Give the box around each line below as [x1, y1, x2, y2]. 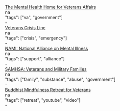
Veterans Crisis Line [5, 25, 46, 31]
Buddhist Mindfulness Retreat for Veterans [5, 87, 91, 92]
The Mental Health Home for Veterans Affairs [5, 4, 96, 10]
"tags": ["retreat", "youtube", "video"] [5, 97, 81, 103]
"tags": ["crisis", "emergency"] [5, 35, 67, 41]
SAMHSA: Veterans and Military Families [5, 66, 87, 72]
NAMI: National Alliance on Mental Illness [5, 46, 88, 51]
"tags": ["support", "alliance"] [5, 56, 65, 61]
